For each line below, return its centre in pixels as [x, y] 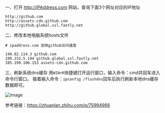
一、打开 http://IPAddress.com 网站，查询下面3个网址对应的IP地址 [73, 7]
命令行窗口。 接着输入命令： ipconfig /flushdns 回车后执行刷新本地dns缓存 [82, 79]
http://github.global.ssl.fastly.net [44, 25]
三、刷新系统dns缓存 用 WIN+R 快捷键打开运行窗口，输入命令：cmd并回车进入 [83, 73]
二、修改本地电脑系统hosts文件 [37, 35]
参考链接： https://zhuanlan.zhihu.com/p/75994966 [58, 105]
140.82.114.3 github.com [31, 54]
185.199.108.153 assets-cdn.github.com [46, 63]
